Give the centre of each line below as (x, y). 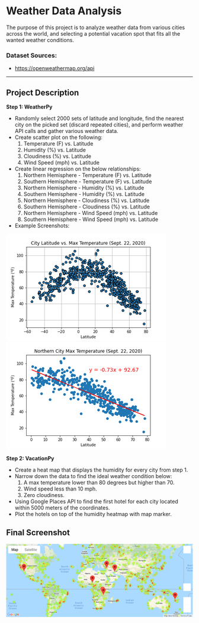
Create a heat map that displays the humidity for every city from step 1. (101, 470)
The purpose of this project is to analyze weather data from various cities (96, 27)
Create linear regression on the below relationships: (78, 169)
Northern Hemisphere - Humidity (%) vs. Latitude (84, 188)
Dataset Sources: (32, 55)
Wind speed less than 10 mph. (60, 489)
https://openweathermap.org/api (54, 68)
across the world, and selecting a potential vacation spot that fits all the (93, 33)
